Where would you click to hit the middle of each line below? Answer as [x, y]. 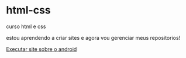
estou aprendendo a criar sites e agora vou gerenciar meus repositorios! [93, 37]
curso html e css [26, 26]
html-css [28, 10]
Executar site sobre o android [42, 49]
